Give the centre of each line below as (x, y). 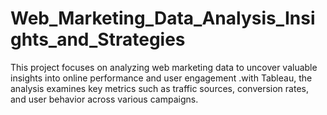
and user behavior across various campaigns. (104, 99)
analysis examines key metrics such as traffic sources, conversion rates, (159, 88)
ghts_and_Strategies (98, 39)
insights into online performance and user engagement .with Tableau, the (161, 78)
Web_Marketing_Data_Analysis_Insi (163, 18)
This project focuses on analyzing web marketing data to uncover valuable (164, 67)
